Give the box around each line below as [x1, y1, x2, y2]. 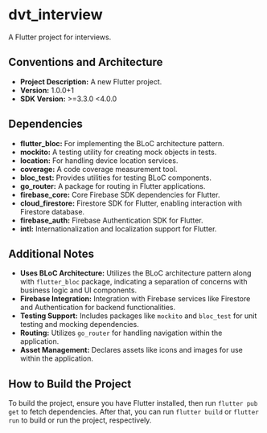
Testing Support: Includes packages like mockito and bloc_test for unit [19, 311, 257, 321]
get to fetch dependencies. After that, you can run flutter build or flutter [8, 407, 259, 417]
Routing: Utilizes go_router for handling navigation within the [19, 328, 223, 338]
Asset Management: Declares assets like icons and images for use [19, 345, 244, 355]
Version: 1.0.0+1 [19, 85, 75, 95]
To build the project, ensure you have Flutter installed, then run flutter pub [8, 398, 258, 408]
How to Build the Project [8, 377, 132, 390]
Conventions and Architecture [8, 55, 163, 69]
